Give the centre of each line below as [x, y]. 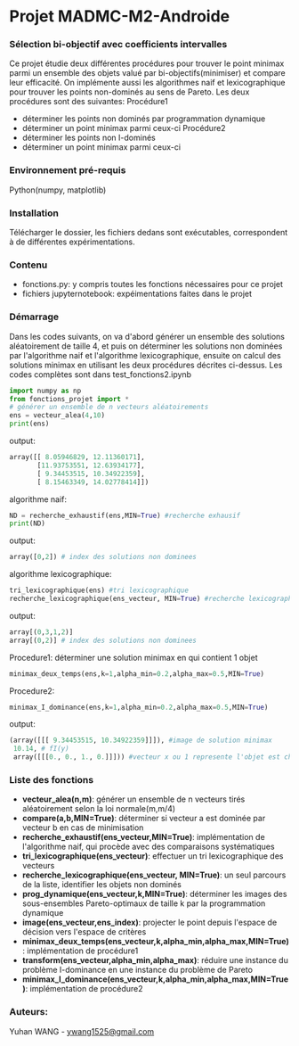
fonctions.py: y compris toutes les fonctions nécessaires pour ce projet [152, 284]
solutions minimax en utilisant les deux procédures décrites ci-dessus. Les [146, 365]
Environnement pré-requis [68, 170]
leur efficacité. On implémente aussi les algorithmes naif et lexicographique [148, 83]
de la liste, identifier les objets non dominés [102, 885]
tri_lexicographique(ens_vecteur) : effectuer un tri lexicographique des [153, 856]
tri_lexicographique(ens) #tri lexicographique [99, 590]
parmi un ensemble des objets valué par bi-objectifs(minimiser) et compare [148, 73]
